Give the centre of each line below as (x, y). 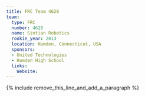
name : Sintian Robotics (40, 33)
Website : (27, 71)
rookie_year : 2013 (34, 39)
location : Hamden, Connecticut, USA (56, 44)
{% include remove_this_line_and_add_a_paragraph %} (73, 88)
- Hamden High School (38, 60)
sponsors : (23, 50)
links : (19, 66)
